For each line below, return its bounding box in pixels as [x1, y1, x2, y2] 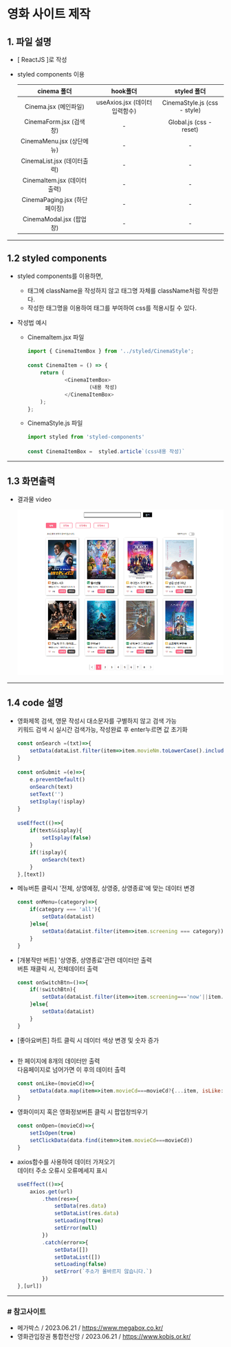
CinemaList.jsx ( [21, 157, 67, 165]
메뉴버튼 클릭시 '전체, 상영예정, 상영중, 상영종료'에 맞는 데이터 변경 [16, 884, 195, 892]
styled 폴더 [174, 87, 206, 95]
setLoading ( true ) [54, 1217, 104, 1224]
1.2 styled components [7, 252, 107, 264]
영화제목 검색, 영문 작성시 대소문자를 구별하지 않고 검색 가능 [16, 717, 177, 725]
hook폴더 [111, 87, 137, 95]
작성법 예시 [16, 318, 47, 326]
